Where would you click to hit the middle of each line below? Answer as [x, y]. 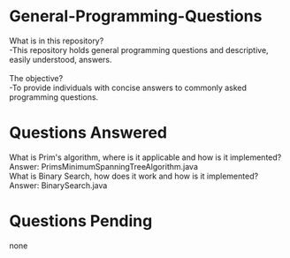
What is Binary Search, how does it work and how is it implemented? [134, 176]
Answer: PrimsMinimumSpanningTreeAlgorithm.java [104, 166]
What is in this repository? [57, 41]
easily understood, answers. [61, 59]
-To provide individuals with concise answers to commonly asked [128, 87]
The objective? [36, 78]
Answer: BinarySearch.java [58, 185]
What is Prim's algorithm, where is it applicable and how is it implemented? [145, 157]
